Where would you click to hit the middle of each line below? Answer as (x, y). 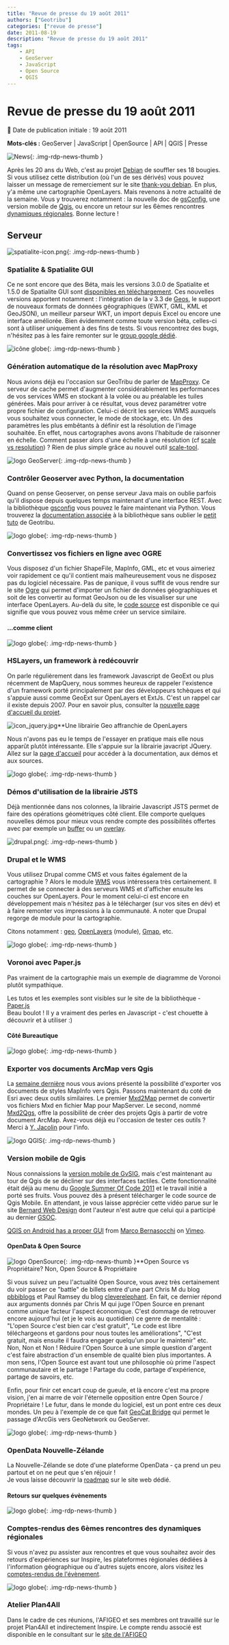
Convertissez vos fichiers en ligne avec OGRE (84, 553)
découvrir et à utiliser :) (40, 1020)
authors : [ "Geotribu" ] (39, 20)
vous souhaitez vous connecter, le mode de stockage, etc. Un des (100, 418)
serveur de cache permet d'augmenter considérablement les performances (113, 389)
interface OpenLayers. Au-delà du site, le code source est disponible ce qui (113, 605)
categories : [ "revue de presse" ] (55, 26)
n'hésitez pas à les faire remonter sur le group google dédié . (92, 335)
